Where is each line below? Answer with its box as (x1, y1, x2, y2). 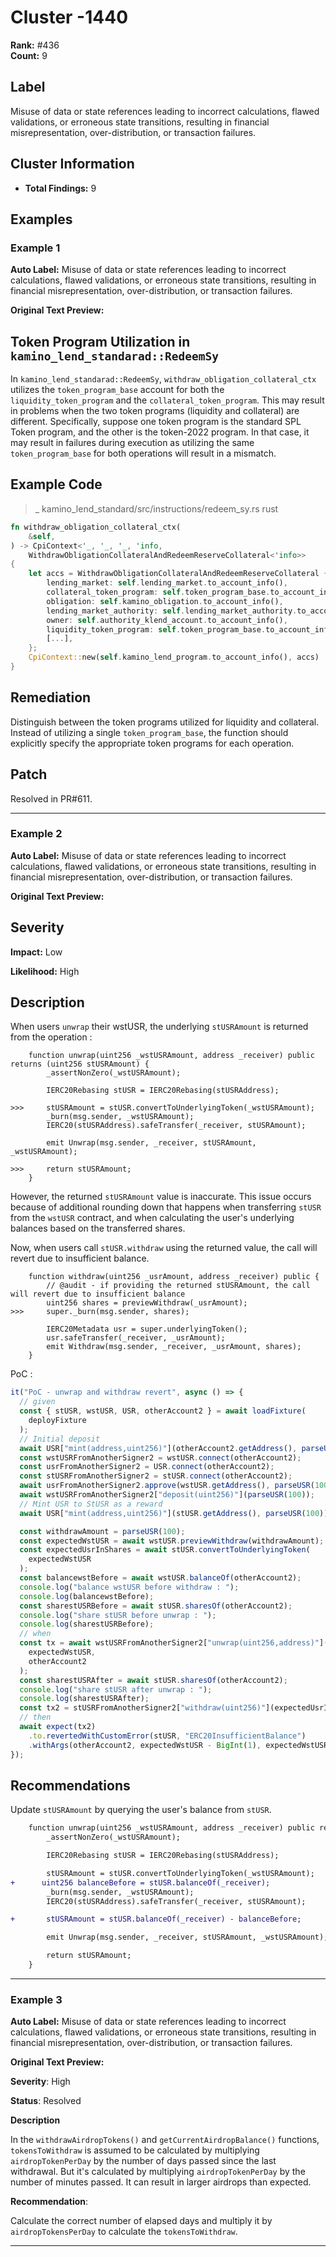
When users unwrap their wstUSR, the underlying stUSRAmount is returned (10, 1021, 309, 1033)
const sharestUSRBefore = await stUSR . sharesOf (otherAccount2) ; (19, 1601, 293, 1611)
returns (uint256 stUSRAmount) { (10, 1059, 150, 1070)
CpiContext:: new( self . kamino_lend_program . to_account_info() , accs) (28, 652, 320, 663)
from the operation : (10, 1031, 93, 1043)
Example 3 (10, 1992, 63, 2006)
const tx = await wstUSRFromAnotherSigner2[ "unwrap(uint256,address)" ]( (19, 1638, 329, 1648)
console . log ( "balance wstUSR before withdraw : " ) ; (19, 1582, 240, 1592)
